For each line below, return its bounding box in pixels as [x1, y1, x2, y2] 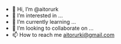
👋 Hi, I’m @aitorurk [11, 6, 59, 12]
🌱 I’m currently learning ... [11, 18, 76, 25]
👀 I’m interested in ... [11, 12, 63, 19]
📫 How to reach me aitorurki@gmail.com [11, 32, 115, 38]
